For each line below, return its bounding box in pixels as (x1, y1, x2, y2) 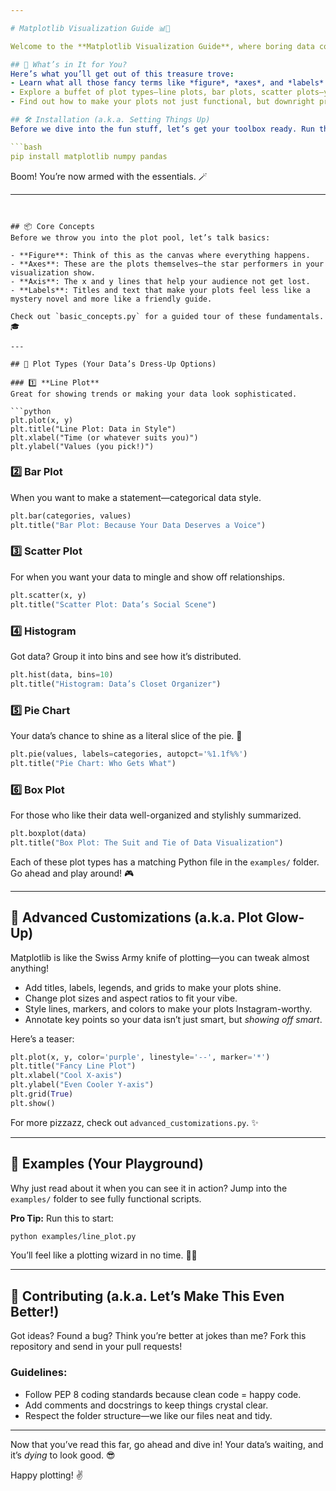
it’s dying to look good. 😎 (10, 1449, 116, 1461)
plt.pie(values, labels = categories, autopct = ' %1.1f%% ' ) (10, 749, 248, 759)
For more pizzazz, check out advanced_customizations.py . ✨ (10, 1116, 259, 1128)
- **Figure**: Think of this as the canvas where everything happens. (10, 250, 311, 260)
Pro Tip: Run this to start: (10, 1212, 114, 1224)
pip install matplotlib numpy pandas (10, 151, 168, 161)
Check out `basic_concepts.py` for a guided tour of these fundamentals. (10, 311, 325, 321)
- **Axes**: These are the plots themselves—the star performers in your (10, 259, 325, 269)
